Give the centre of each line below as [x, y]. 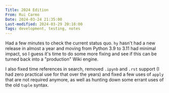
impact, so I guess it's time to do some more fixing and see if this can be [81, 54]
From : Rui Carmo [22, 15]
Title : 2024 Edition [27, 10]
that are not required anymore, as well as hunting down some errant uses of [84, 80]
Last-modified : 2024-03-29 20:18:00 [44, 24]
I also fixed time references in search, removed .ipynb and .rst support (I [82, 69]
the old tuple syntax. [27, 85]
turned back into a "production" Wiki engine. [52, 59]
